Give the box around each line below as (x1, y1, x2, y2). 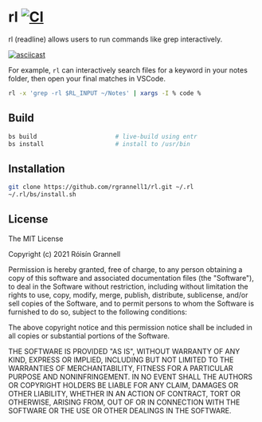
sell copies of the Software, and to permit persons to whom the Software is (8, 298, 255, 308)
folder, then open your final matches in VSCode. (8, 73, 166, 83)
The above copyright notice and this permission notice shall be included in (8, 322, 252, 332)
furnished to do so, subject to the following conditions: (8, 307, 187, 317)
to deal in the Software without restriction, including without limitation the (8, 282, 248, 291)
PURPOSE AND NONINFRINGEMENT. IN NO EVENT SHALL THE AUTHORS (8, 372, 253, 381)
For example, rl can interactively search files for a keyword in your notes (8, 65, 248, 75)
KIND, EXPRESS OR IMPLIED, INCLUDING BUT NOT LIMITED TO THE (8, 355, 234, 365)
